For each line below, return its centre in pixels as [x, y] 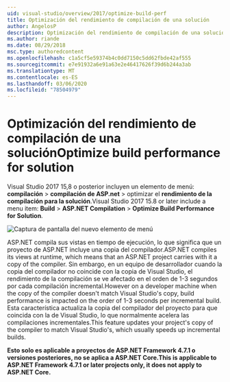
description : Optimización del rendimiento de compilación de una [104, 33]
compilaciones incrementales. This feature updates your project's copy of [110, 322]
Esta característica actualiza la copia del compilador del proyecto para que [112, 308]
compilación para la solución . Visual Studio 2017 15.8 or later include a [106, 201]
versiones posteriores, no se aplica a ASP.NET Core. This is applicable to [112, 358]
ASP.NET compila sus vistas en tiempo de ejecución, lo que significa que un [114, 242]
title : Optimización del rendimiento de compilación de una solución [108, 20]
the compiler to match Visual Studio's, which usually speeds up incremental [114, 330]
